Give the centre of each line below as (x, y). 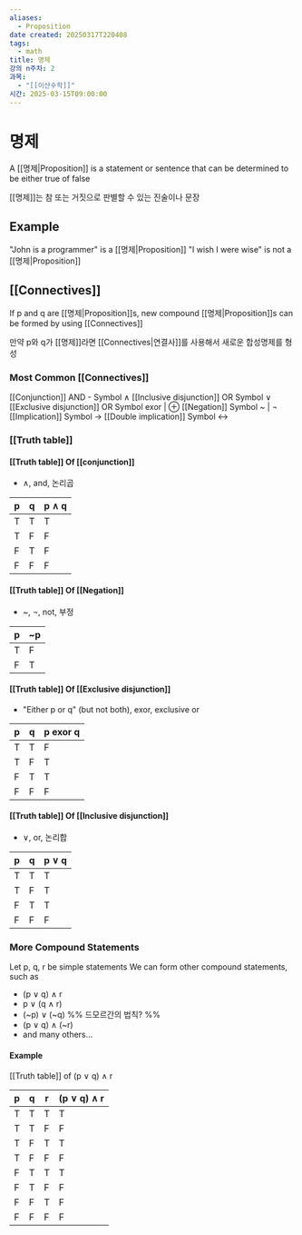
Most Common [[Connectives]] (79, 377)
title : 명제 (30, 60)
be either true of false (50, 179)
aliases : (26, 18)
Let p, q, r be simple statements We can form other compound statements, (149, 967)
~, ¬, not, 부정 (48, 612)
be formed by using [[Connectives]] (76, 324)
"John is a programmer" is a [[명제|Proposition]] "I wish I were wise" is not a (151, 250)
